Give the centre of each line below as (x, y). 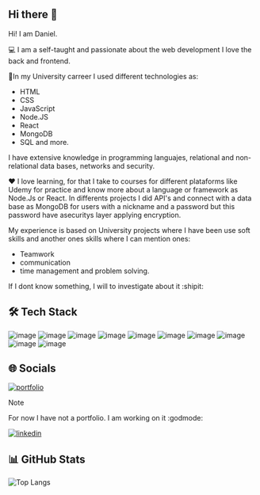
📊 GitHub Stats (47, 459)
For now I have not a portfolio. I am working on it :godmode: (106, 418)
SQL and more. (44, 142)
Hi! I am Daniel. (33, 33)
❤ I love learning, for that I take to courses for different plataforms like (123, 181)
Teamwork (37, 253)
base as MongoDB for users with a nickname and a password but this (122, 206)
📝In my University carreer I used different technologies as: (103, 76)
